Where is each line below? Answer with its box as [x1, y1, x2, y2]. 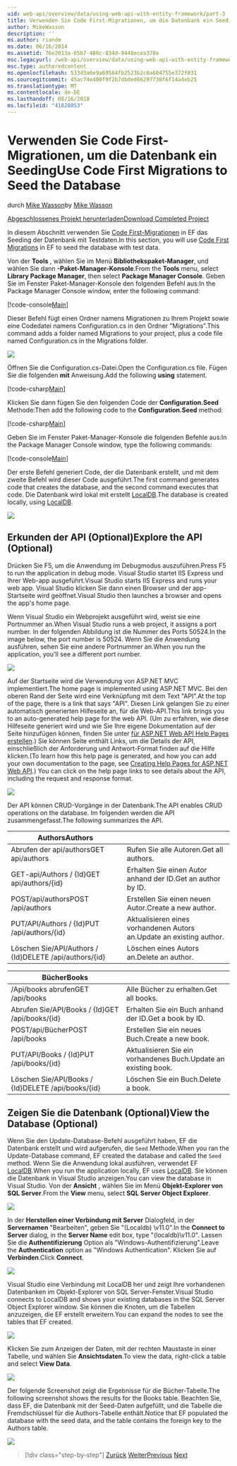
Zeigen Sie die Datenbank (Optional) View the [7, 1107, 210, 1119]
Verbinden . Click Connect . [7, 1253, 85, 1262]
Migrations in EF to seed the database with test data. [7, 243, 161, 251]
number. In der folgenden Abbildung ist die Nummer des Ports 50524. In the [7, 627, 226, 635]
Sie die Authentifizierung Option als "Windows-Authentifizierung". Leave [7, 1238, 219, 1247]
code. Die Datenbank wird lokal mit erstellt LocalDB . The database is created [7, 490, 229, 499]
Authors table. [7, 1424, 49, 1432]
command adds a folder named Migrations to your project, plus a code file [7, 329, 223, 337]
